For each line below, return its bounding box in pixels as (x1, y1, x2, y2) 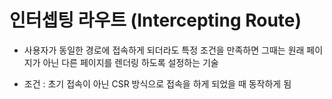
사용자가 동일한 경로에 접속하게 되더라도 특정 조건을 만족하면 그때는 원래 (23, 44, 305, 56)
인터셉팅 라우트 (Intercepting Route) (9, 9, 302, 32)
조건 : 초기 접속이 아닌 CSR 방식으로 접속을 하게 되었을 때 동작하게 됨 (23, 77, 292, 90)
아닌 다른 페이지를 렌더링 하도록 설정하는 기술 (42, 56, 219, 68)
